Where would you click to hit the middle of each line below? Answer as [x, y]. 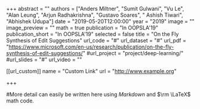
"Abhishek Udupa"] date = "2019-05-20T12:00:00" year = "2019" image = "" [100, 21]
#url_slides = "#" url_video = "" [44, 60]
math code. [20, 101]
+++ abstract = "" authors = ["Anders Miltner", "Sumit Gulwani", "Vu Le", [95, 9]
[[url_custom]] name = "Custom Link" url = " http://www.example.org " [92, 71]
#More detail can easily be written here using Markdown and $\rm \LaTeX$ [99, 94]
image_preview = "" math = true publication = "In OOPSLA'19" [82, 28]
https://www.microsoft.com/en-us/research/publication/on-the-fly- [91, 47]
